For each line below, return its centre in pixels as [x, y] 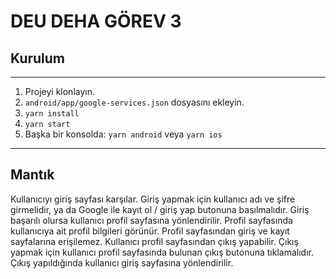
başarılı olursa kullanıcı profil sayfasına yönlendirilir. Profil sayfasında [151, 220]
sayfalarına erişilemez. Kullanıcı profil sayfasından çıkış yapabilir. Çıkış [154, 241]
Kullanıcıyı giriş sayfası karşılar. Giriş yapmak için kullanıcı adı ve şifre [153, 199]
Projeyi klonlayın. [59, 91]
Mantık [32, 175]
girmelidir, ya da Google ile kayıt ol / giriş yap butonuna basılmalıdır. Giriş [160, 209]
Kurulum [38, 58]
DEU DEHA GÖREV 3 [96, 21]
